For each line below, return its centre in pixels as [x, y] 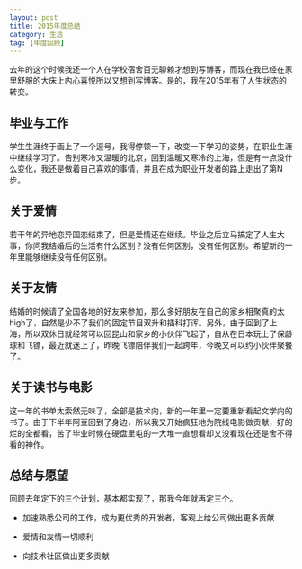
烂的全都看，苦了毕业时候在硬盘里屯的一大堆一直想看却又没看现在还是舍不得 [151, 433]
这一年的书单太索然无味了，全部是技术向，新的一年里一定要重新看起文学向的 [151, 411]
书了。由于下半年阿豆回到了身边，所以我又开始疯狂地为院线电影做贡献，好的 [151, 422]
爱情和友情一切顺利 [58, 537]
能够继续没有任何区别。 [68, 256]
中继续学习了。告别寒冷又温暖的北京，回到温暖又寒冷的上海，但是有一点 [143, 157]
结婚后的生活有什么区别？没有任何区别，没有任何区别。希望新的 [166, 245]
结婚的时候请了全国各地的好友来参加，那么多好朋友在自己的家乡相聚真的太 [147, 311]
